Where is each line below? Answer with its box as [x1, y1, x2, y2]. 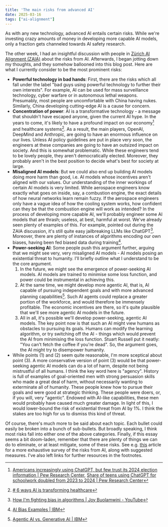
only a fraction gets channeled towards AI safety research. [5, 41, 126, 47]
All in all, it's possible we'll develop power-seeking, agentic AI [19, 315, 147, 321]
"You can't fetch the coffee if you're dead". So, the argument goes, [19, 341, 158, 347]
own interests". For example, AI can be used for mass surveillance [12, 87, 148, 93]
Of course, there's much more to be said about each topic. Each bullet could [5, 420, 162, 426]
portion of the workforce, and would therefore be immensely [19, 299, 145, 305]
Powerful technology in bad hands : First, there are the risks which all [12, 76, 156, 83]
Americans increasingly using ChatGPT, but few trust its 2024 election [12, 466, 157, 472]
